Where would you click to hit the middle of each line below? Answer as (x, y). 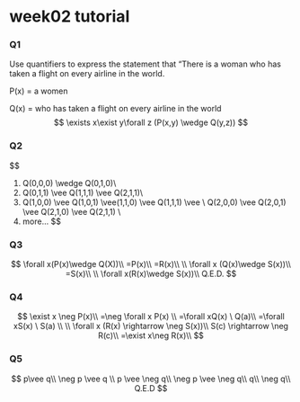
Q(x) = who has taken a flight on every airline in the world (115, 109)
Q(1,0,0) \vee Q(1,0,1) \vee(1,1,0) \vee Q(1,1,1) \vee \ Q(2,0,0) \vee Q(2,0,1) (154, 202)
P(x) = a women (39, 91)
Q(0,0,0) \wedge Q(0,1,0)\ (69, 183)
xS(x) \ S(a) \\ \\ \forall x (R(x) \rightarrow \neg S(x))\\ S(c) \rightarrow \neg (151, 326)
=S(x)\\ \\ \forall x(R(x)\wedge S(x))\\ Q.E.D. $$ (151, 274)
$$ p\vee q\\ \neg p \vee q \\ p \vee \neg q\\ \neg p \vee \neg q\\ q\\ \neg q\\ (151, 379)
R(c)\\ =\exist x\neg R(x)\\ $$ (151, 335)
